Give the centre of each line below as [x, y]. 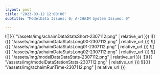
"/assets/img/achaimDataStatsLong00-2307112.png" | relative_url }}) [81, 42]
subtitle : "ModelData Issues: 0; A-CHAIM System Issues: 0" [68, 18]
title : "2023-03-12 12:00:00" [36, 14]
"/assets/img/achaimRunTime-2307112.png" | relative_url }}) [66, 67]
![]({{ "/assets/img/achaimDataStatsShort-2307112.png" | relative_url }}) [77, 36]
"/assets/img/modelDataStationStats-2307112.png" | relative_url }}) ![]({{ [78, 62]
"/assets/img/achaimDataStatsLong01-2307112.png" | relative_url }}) [80, 47]
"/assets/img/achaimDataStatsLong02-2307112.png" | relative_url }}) [81, 52]
